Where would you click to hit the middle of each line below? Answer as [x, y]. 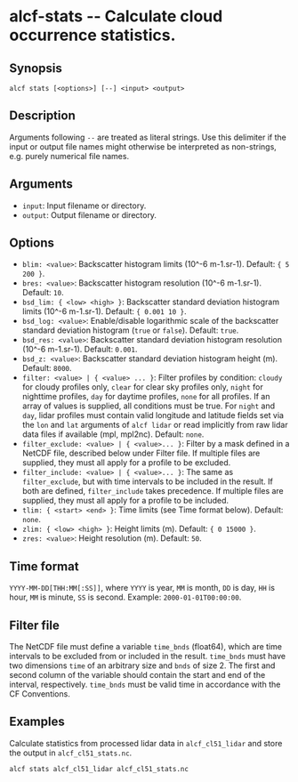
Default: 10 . [43, 293]
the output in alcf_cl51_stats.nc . [71, 753]
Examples [37, 722]
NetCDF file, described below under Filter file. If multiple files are [141, 453]
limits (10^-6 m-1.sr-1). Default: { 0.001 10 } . [104, 311]
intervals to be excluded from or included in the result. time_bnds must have [148, 657]
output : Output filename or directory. [89, 214]
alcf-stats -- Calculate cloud [116, 16]
